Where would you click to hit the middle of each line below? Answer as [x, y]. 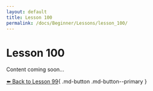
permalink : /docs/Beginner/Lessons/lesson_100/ [67, 23]
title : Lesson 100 [29, 17]
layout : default [27, 12]
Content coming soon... [35, 69]
